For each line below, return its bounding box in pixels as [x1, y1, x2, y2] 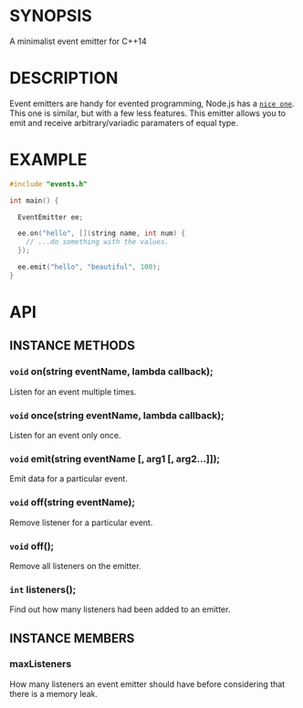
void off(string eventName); [9, 496, 135, 509]
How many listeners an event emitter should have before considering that [9, 678, 286, 690]
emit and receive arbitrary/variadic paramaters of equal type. [9, 117, 239, 128]
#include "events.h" [9, 179, 89, 188]
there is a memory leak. [9, 688, 99, 699]
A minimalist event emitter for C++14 [9, 36, 148, 47]
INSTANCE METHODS [9, 338, 135, 354]
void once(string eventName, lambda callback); [9, 408, 225, 421]
